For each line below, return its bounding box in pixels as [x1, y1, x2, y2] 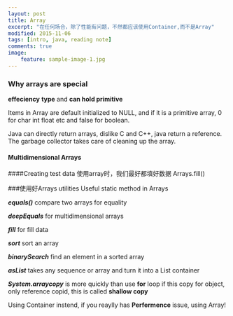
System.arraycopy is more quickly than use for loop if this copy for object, [8, 280, 225, 288]
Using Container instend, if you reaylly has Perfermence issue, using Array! [8, 301, 227, 309]
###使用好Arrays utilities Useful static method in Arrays [8, 184, 169, 193]
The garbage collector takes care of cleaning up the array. [8, 137, 176, 146]
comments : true [8, 43, 52, 50]
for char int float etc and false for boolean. [8, 116, 130, 125]
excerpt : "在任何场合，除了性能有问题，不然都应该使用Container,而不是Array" [8, 23, 215, 30]
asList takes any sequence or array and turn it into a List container [8, 266, 200, 275]
